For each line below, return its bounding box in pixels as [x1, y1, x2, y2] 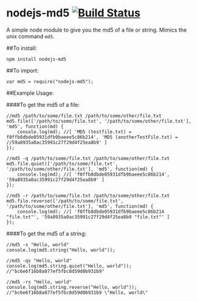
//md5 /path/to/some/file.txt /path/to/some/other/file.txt [6, 112, 162, 119]
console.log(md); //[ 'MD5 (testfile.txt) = [17, 128, 132, 135]
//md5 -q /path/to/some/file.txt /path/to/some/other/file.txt [6, 155, 170, 161]
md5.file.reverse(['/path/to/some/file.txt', [6, 198, 123, 204]
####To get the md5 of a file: [6, 101, 80, 108]
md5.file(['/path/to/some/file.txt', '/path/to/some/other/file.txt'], [6, 118, 192, 124]
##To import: [6, 67, 39, 74]
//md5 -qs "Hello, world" [6, 257, 72, 264]
